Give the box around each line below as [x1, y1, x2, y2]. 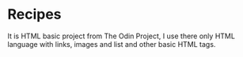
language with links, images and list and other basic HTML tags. [7, 39, 216, 48]
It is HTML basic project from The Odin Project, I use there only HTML [7, 31, 235, 41]
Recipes [7, 5, 62, 23]
